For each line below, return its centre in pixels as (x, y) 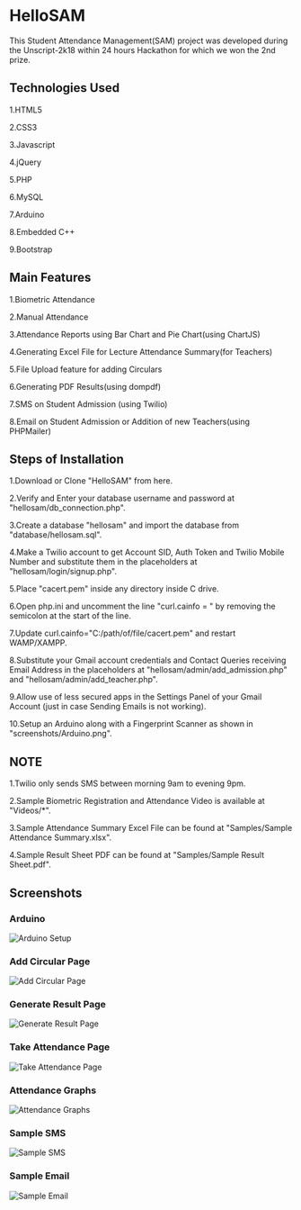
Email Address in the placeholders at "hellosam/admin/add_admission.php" (148, 670)
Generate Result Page (58, 1005)
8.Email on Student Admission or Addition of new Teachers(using (129, 421)
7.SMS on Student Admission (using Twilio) (89, 404)
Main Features (50, 278)
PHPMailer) (31, 431)
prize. (20, 59)
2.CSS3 (23, 127)
